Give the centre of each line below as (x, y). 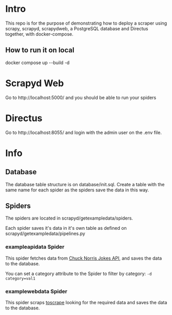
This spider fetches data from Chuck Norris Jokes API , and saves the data (84, 258)
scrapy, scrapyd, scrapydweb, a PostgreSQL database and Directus (77, 28)
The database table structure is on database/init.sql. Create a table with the (85, 184)
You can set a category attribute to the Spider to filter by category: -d (79, 273)
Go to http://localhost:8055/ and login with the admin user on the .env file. (83, 132)
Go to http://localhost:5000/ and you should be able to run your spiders (81, 97)
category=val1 (21, 278)
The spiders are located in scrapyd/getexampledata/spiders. (69, 218)
